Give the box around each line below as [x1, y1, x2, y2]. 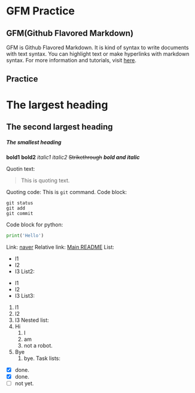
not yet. [14, 379, 34, 387]
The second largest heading [6, 122, 113, 132]
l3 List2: [14, 268, 35, 275]
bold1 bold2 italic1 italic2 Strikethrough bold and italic [6, 153, 140, 161]
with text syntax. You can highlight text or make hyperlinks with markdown [6, 50, 190, 58]
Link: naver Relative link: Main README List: [6, 243, 115, 250]
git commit [6, 210, 33, 216]
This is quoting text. [20, 177, 70, 184]
